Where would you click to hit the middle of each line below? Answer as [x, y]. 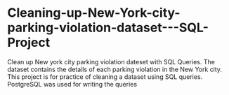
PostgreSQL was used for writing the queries [72, 84]
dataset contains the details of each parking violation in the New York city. [115, 69]
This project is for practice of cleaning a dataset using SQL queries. [105, 76]
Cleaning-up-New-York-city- [94, 13]
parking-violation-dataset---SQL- [108, 28]
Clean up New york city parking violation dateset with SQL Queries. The [111, 61]
